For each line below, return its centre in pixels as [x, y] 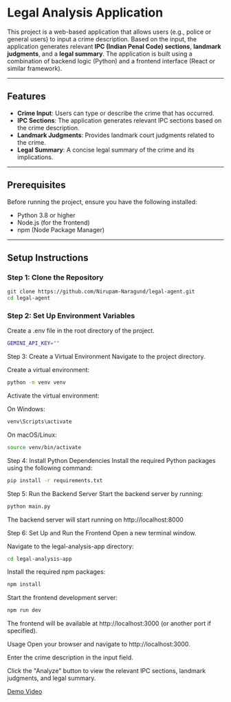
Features [26, 97]
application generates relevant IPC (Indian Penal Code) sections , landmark [114, 46]
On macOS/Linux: [32, 435]
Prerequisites [36, 185]
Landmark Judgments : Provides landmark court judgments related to [116, 135]
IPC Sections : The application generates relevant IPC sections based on [119, 120]
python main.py [29, 506]
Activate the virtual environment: [53, 396]
